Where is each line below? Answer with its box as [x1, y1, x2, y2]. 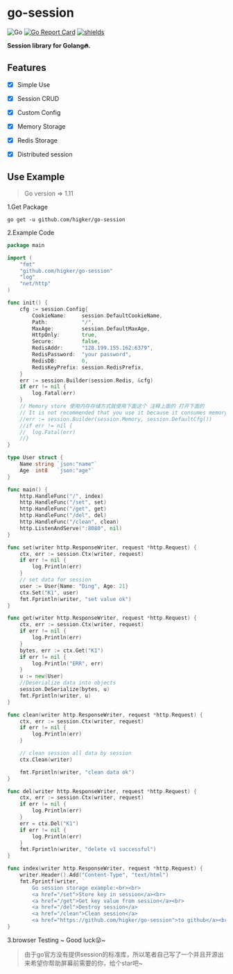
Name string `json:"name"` [19, 461, 98, 468]
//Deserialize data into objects [19, 680, 116, 687]
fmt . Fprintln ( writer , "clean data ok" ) [19, 769, 135, 776]
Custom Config [17, 108, 61, 116]
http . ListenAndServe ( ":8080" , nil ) [19, 525, 123, 532]
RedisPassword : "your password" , [32, 351, 132, 358]
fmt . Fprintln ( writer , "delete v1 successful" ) [19, 846, 157, 853]
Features [7, 62, 46, 74]
